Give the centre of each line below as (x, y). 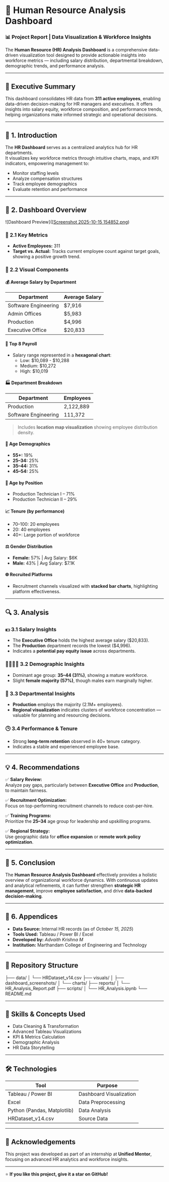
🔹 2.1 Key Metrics (27, 235)
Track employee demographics (45, 184)
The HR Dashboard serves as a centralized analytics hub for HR (71, 148)
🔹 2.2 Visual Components (37, 270)
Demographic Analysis (36, 1042)
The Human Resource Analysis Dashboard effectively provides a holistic (81, 875)
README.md (18, 994)
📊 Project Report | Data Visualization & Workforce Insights (78, 37)
